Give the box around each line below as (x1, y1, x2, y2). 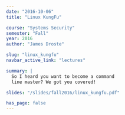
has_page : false (6, 100, 46, 106)
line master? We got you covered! (11, 79, 96, 85)
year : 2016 (6, 36, 33, 42)
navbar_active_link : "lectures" (6, 57, 85, 63)
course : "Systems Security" (6, 25, 75, 31)
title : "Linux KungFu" (6, 14, 62, 20)
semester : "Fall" (6, 30, 49, 36)
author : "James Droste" (6, 41, 65, 47)
